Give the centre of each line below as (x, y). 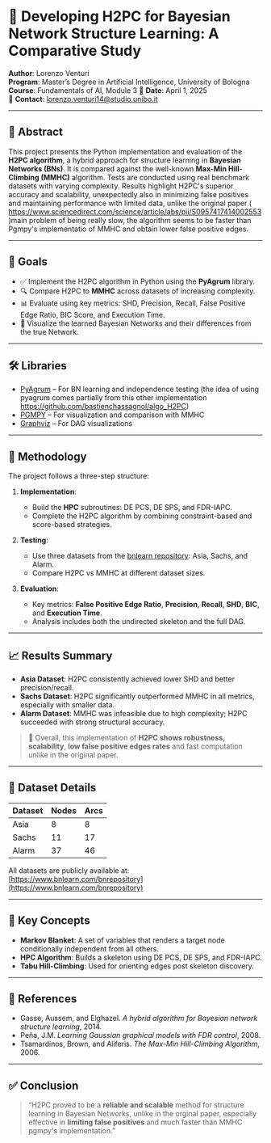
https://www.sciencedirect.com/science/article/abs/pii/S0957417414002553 (135, 211)
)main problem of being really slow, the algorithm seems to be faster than (130, 220)
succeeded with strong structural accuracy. (92, 722)
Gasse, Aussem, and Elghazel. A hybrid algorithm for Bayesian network (139, 1019)
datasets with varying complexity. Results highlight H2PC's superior (121, 186)
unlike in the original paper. (73, 755)
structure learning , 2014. (61, 1027)
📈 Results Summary (60, 655)
